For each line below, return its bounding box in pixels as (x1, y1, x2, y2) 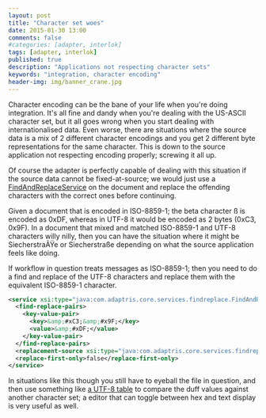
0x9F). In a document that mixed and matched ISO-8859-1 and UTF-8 (8, 222, 236, 232)
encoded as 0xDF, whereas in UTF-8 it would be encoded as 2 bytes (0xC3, (8, 215, 256, 224)
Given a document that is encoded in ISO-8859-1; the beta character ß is (8, 206, 245, 215)
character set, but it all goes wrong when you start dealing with (8, 116, 215, 126)
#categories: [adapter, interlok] (8, 41, 123, 49)
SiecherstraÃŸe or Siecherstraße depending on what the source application (8, 239, 254, 249)
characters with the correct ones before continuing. (8, 191, 177, 200)
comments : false (8, 33, 62, 42)
